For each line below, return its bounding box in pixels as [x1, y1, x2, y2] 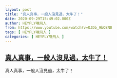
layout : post [5, 7, 32, 12]
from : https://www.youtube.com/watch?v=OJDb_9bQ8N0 [5, 25, 112, 30]
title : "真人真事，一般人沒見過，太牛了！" [5, 12, 83, 17]
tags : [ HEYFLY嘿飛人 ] [5, 30, 51, 35]
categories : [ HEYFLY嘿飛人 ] [5, 35, 64, 39]
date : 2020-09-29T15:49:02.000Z [5, 16, 71, 21]
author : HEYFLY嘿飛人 [5, 20, 47, 26]
